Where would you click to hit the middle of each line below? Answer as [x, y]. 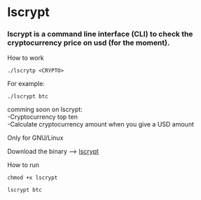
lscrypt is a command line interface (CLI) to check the [100, 34]
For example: [26, 84]
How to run [23, 165]
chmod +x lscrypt [33, 178]
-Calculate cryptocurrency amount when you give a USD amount [100, 124]
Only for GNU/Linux [35, 138]
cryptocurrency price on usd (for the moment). [89, 43]
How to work [26, 58]
